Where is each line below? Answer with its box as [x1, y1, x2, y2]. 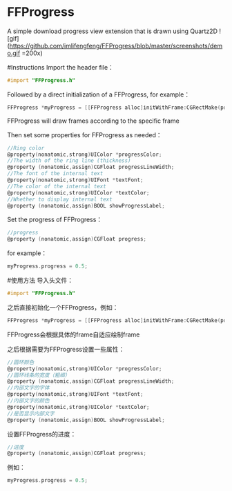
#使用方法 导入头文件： [7, 277, 74, 285]
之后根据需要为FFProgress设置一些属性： [7, 345, 125, 353]
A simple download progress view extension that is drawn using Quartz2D [7, 27, 217, 35]
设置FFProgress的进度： [7, 430, 77, 438]
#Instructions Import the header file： [7, 63, 114, 71]
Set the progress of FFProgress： [7, 215, 103, 224]
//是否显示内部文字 [7, 410, 55, 417]
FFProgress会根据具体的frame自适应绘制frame [7, 330, 140, 339]
